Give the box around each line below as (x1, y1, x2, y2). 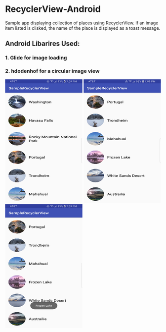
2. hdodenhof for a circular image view (5, 68, 100, 75)
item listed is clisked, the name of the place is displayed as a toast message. (5, 25, 161, 31)
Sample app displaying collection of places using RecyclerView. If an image (5, 20, 159, 26)
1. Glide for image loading (5, 55, 67, 61)
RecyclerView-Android (5, 3, 101, 15)
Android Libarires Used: (5, 40, 80, 48)
